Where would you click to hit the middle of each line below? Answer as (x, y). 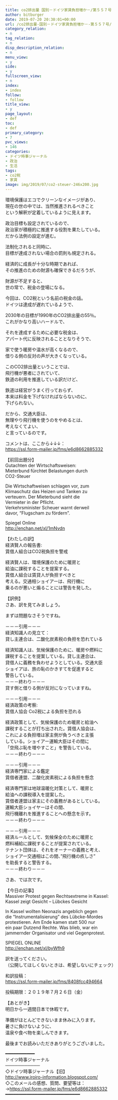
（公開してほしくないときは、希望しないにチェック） (61, 965)
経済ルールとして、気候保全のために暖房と (49, 837)
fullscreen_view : (24, 76)
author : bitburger (25, 15)
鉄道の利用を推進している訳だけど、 (43, 379)
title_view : (18, 105)
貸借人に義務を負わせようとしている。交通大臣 (54, 662)
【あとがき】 (18, 1003)
